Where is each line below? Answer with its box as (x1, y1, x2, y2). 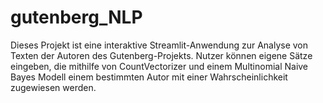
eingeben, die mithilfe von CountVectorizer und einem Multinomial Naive (10, 60, 309, 72)
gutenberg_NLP (10, 6, 143, 29)
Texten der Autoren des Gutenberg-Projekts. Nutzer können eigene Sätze (10, 49, 313, 61)
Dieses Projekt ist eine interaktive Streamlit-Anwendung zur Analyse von (10, 39, 309, 51)
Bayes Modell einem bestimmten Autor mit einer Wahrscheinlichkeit (10, 71, 288, 83)
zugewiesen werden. (10, 81, 97, 93)
